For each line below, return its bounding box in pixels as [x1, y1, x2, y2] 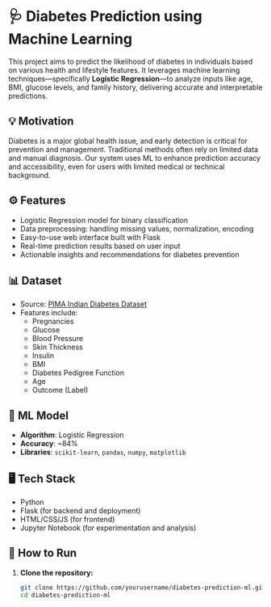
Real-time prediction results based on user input [19, 241, 181, 251]
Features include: [19, 308, 78, 318]
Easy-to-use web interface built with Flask [19, 232, 161, 242]
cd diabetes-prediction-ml [19, 591, 111, 599]
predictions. [8, 91, 48, 100]
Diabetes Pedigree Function [31, 368, 125, 377]
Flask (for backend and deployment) [19, 506, 141, 515]
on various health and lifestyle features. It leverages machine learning [8, 65, 240, 74]
